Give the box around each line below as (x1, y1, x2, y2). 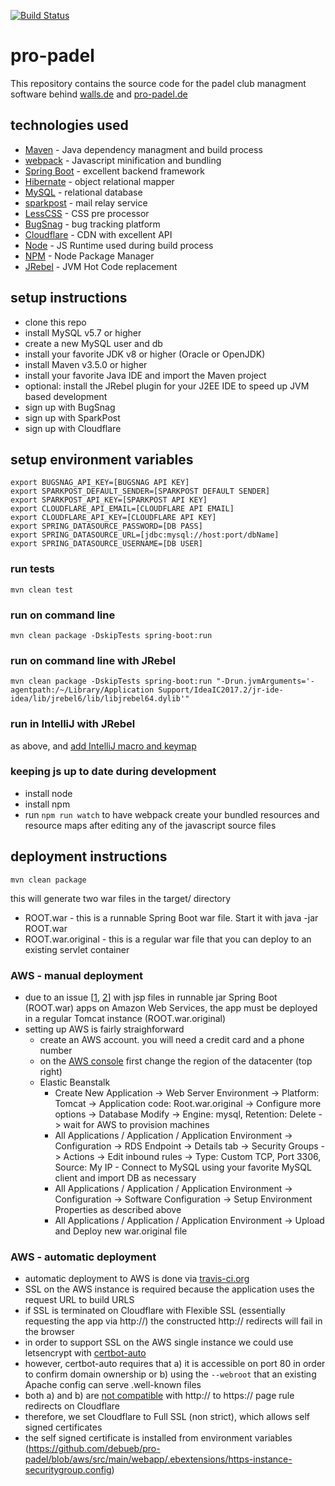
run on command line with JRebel (10, 653, 176, 667)
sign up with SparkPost (24, 411, 121, 424)
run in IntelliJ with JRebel (10, 717, 136, 731)
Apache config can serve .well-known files (24, 1379, 202, 1391)
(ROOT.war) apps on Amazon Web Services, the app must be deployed (24, 1001, 318, 1014)
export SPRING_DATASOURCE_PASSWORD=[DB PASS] (10, 521, 203, 532)
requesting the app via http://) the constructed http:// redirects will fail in (24, 1315, 323, 1327)
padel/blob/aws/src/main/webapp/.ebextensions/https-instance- (24, 1453, 293, 1465)
